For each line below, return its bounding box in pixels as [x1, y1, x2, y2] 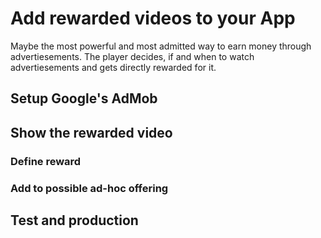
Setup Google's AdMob [10, 90, 158, 107]
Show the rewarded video [10, 124, 173, 141]
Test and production [10, 212, 139, 229]
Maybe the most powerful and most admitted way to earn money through [10, 40, 312, 52]
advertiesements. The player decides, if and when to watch [10, 50, 255, 62]
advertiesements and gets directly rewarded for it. [10, 61, 217, 73]
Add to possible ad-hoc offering [10, 181, 169, 195]
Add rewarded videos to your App [10, 7, 296, 30]
